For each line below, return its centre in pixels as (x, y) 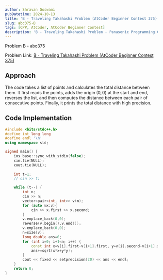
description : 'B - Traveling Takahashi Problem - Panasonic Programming (80, 32)
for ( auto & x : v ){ (40, 205)
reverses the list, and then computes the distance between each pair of (76, 98)
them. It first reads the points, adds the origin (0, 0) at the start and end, (77, 92)
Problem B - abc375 (25, 46)
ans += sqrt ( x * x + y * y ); (52, 250)
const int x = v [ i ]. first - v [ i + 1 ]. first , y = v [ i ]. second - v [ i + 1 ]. (94, 246)
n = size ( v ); (33, 232)
